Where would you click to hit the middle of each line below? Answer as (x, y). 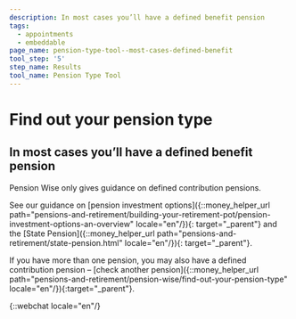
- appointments (45, 34)
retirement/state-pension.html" (66, 242)
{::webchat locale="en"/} (55, 306)
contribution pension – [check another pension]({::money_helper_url (134, 269)
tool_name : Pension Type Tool (66, 76)
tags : (19, 26)
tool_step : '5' (37, 59)
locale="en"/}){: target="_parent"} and (207, 224)
